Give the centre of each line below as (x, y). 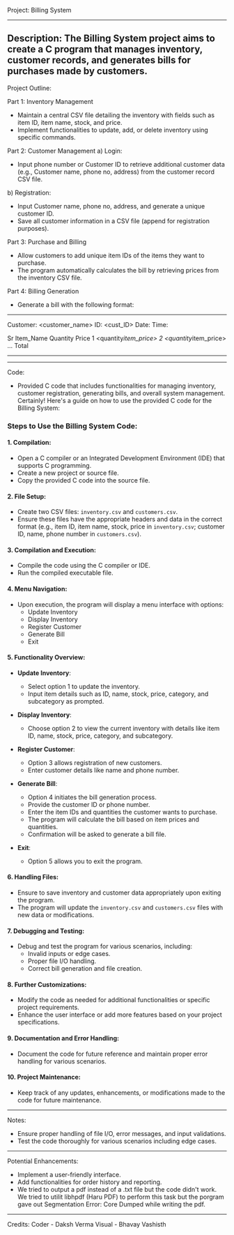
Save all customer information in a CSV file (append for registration (114, 221)
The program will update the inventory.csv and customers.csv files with (120, 907)
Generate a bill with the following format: (76, 304)
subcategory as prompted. (66, 701)
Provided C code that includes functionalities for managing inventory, (117, 386)
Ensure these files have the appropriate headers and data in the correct (120, 520)
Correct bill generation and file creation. (85, 969)
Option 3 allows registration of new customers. (95, 762)
